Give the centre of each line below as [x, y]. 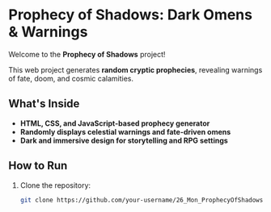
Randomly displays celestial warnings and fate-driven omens [125, 131]
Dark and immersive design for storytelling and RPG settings [124, 140]
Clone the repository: [55, 185]
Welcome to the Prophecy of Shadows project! [87, 54]
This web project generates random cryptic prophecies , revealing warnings [135, 69]
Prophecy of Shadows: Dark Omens [131, 15]
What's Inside [44, 104]
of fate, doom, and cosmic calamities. [71, 78]
